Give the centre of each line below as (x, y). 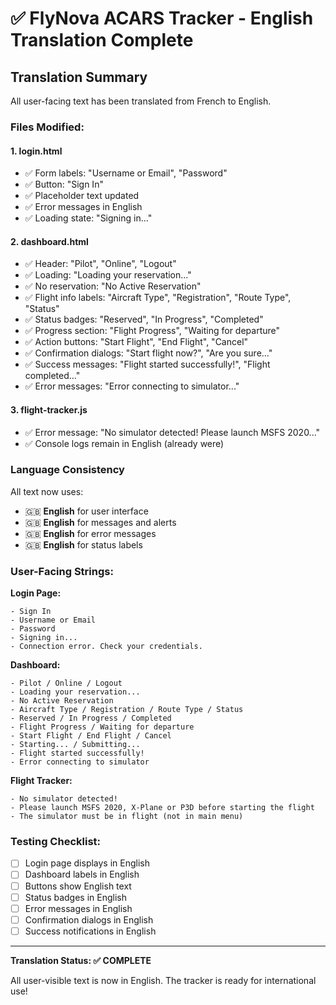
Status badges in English (75, 897)
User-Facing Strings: (62, 571)
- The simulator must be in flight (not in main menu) (127, 817)
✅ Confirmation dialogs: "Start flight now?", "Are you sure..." (148, 353)
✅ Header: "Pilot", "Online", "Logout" (100, 264)
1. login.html (36, 151)
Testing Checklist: (55, 842)
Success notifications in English (90, 931)
